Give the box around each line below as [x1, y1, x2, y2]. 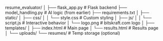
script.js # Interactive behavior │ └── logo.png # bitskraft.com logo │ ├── [5, 20, 155, 26]
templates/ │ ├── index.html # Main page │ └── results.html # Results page [5, 25, 159, 31]
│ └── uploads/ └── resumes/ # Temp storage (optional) [5, 30, 120, 36]
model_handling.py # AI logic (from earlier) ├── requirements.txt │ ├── [5, 10, 149, 15]
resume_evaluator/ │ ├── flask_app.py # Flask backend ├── [5, 5, 127, 10]
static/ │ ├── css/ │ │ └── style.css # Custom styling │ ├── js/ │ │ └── [5, 15, 152, 20]
